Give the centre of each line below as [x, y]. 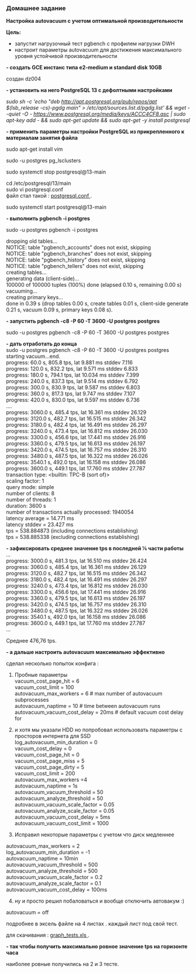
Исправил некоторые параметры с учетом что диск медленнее [94, 835]
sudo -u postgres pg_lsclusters [44, 161]
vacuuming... [22, 291]
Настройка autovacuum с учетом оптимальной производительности [94, 21]
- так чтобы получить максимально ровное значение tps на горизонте [97, 947]
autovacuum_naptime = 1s [46, 786]
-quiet [13, 114]
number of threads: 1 [31, 500]
